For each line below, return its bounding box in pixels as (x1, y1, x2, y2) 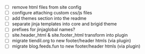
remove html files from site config (11, 4, 81, 10)
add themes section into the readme (11, 15, 87, 21)
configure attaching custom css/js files (11, 10, 92, 16)
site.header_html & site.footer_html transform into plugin (11, 32, 128, 38)
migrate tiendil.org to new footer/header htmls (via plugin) (11, 38, 131, 44)
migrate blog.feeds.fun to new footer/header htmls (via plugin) (11, 43, 140, 49)
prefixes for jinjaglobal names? (11, 27, 75, 33)
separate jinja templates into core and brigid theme (11, 21, 117, 27)
